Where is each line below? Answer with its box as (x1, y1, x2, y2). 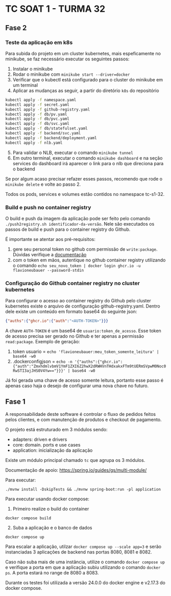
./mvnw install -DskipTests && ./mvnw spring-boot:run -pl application (5, 487, 161, 492)
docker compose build (5, 515, 52, 521)
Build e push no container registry (5, 204, 91, 211)
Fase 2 (5, 24, 27, 32)
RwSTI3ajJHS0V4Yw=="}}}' (12, 368, 66, 373)
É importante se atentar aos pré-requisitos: (5, 236, 96, 242)
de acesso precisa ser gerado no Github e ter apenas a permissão (5, 333, 144, 339)
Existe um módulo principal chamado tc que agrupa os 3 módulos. (5, 457, 145, 463)
